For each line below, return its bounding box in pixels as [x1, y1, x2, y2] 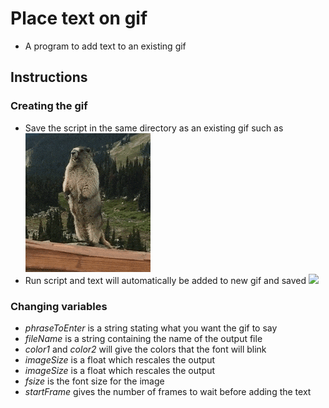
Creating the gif [10, 99, 88, 113]
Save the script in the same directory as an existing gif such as [24, 122, 284, 134]
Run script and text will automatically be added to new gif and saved [24, 274, 307, 286]
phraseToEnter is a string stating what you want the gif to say [24, 322, 278, 334]
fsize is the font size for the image [24, 375, 165, 387]
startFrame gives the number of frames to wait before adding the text [24, 385, 312, 397]
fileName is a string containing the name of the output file [24, 332, 263, 344]
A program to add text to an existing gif [24, 40, 187, 52]
